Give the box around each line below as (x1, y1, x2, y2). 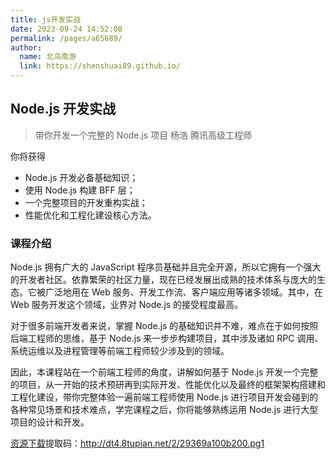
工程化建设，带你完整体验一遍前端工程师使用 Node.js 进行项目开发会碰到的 (10, 391, 319, 403)
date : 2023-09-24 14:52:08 (10, 24, 123, 34)
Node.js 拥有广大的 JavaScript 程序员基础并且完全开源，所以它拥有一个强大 (10, 261, 322, 273)
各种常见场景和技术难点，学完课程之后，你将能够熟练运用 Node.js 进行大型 (10, 404, 319, 416)
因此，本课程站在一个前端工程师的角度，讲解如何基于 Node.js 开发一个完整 (10, 366, 319, 378)
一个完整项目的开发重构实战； (24, 196, 148, 208)
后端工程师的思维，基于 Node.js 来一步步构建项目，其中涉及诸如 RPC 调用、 (10, 332, 324, 345)
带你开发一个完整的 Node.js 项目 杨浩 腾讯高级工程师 (34, 129, 253, 141)
